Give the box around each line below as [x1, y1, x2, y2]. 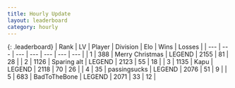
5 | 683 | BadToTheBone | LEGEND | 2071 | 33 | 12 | [7, 73, 157, 81]
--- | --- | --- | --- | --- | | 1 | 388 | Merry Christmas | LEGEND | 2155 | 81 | [15, 50, 229, 58]
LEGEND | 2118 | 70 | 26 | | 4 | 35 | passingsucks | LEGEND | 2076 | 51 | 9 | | [7, 65, 227, 74]
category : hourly [7, 23, 59, 30]
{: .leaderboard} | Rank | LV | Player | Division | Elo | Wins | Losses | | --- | [7, 43, 221, 51]
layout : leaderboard [7, 17, 68, 24]
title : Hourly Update [7, 10, 71, 18]
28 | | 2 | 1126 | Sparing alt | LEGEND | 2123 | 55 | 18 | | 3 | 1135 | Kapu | [7, 58, 214, 66]
